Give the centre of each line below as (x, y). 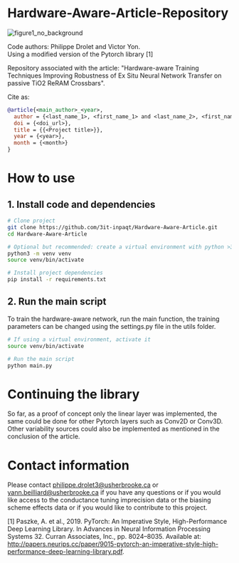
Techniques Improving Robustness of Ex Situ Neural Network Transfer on (115, 75)
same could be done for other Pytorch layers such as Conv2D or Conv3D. (115, 421)
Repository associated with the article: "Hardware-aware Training (103, 68)
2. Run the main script (57, 301)
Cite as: (18, 97)
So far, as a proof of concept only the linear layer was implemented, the (112, 414)
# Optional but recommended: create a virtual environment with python (116, 247)
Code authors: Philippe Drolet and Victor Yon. (74, 46)
